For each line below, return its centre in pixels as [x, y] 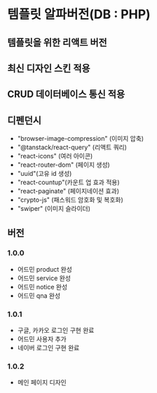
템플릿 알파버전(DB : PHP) [79, 14]
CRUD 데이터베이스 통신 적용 [66, 94]
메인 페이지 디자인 [42, 382]
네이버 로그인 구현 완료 [48, 348]
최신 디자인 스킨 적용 [49, 68]
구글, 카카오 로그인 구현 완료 [56, 331]
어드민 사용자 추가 [42, 339]
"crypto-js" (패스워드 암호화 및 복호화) [70, 200]
